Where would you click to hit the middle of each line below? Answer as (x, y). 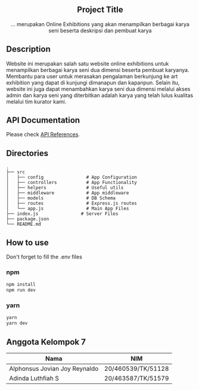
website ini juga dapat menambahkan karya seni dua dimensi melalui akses (98, 89)
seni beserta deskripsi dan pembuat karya (100, 30)
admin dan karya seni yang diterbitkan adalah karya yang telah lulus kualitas (100, 95)
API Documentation (43, 121)
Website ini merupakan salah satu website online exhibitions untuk (88, 63)
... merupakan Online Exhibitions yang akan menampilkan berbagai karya (100, 24)
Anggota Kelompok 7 (46, 342)
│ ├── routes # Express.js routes (71, 204)
